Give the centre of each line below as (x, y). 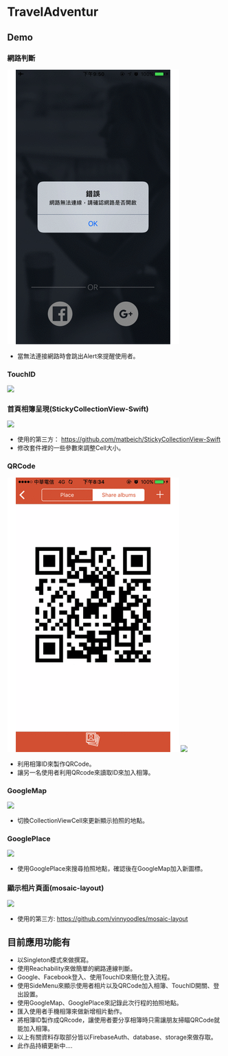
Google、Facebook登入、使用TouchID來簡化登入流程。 (95, 977)
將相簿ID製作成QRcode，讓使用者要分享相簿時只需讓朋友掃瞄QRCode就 (118, 1020)
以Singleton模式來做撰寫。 (55, 960)
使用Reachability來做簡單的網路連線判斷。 (77, 969)
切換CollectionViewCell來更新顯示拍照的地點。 (83, 821)
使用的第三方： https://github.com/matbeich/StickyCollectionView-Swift (119, 439)
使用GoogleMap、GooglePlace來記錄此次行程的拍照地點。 (100, 1003)
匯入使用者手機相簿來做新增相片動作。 (71, 1011)
